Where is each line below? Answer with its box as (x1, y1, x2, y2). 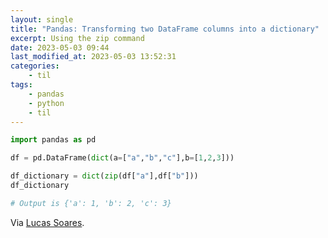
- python (28, 98, 65, 108)
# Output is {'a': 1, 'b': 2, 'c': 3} (10, 198, 172, 208)
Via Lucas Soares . (10, 216, 85, 228)
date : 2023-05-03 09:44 (10, 42, 110, 53)
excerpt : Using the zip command (10, 33, 145, 43)
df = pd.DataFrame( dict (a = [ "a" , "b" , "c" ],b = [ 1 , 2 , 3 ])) (10, 153, 235, 163)
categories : (10, 61, 60, 71)
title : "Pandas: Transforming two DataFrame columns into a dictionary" (10, 24, 320, 34)
